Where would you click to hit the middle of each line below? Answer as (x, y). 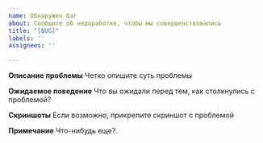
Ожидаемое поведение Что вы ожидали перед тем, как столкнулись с (132, 91)
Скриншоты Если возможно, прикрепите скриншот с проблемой (121, 115)
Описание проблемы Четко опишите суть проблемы (100, 76)
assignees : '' (32, 46)
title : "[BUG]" (34, 31)
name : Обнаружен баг (43, 16)
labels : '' (27, 38)
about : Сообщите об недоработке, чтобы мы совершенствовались (115, 23)
